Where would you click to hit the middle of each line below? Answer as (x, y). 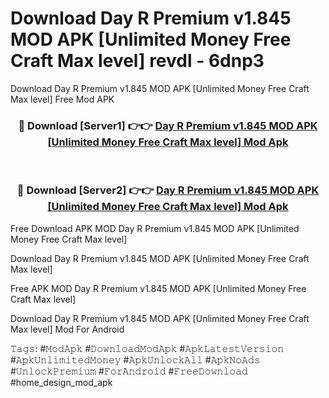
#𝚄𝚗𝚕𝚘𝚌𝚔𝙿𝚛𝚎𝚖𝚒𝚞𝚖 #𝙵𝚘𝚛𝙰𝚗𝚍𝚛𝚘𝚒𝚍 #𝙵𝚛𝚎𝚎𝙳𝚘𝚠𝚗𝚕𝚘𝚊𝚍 (129, 371)
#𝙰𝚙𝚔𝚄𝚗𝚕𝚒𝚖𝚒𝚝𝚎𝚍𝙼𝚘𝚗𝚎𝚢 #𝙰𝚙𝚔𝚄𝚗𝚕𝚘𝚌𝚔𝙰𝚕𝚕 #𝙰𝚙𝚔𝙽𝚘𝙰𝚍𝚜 (135, 359)
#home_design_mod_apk (61, 382)
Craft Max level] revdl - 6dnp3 (137, 61)
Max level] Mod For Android (67, 329)
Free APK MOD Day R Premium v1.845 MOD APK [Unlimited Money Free (158, 288)
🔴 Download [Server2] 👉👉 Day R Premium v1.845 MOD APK (168, 190)
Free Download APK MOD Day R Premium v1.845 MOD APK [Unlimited (155, 228)
